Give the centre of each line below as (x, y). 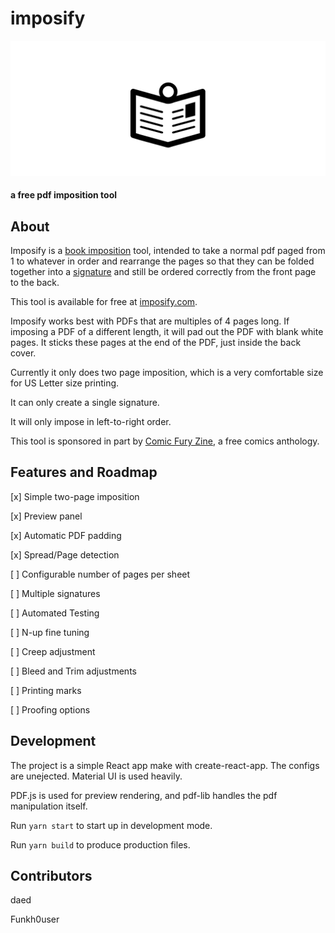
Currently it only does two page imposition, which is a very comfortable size (167, 372)
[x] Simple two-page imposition (75, 496)
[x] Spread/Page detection (65, 554)
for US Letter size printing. (65, 383)
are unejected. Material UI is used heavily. (96, 776)
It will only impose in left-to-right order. (91, 421)
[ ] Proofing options (50, 709)
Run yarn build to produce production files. (100, 844)
